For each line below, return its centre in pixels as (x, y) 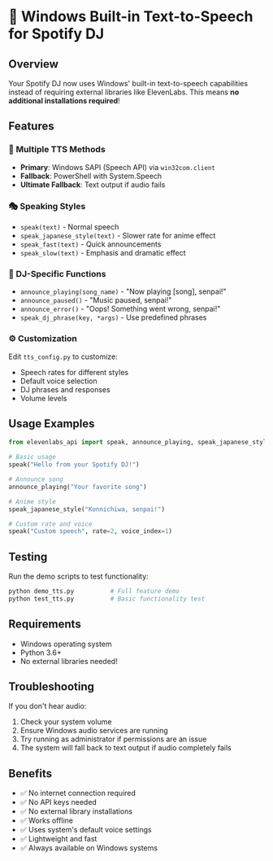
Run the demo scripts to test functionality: (78, 576)
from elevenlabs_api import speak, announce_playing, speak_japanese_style (139, 443)
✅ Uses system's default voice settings (86, 830)
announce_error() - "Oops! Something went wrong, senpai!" (120, 309)
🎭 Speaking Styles (47, 206)
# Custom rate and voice (50, 524)
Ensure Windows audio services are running (94, 731)
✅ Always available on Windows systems (89, 848)
